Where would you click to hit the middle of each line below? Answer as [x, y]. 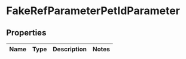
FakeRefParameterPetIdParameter [93, 11]
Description [70, 49]
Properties [26, 33]
